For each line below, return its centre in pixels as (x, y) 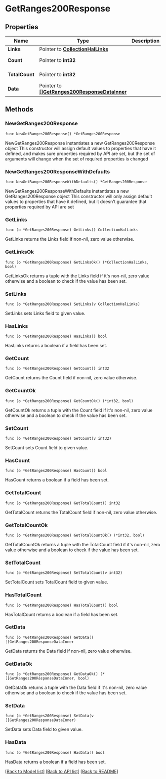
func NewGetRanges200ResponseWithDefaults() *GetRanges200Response (76, 182)
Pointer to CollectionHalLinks (74, 49)
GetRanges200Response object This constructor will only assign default (79, 196)
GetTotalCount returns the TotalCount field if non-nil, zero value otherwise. (81, 512)
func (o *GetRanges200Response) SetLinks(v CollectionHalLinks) (73, 304)
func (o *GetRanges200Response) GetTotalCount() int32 (63, 503)
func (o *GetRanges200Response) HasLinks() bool (56, 337)
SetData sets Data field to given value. (44, 729)
